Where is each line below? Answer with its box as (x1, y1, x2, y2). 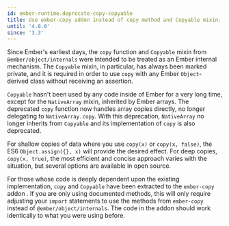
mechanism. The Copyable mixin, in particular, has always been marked (7, 62, 207, 71)
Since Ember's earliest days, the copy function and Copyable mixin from (7, 48, 207, 56)
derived (7, 77, 29, 86)
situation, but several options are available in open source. (7, 162, 172, 170)
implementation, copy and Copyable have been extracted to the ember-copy (7, 182, 215, 190)
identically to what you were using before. (7, 212, 125, 220)
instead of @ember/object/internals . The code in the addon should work (7, 204, 211, 212)
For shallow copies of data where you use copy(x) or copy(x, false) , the (7, 140, 213, 148)
